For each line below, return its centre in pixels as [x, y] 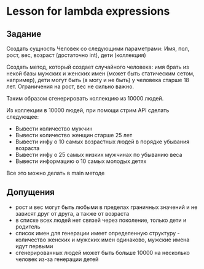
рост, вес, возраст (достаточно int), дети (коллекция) [76, 55]
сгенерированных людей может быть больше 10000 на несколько [103, 252]
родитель [28, 226]
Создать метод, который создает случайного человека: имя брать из [98, 67]
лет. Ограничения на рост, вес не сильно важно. [70, 86]
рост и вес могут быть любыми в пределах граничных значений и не [106, 207]
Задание [24, 34]
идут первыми [34, 246]
